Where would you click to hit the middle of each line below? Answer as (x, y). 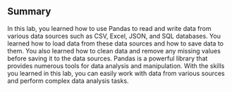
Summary (29, 12)
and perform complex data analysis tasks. (68, 81)
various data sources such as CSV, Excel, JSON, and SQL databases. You (114, 36)
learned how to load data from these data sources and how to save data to (116, 43)
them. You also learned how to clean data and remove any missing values (114, 51)
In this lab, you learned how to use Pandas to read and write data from (109, 28)
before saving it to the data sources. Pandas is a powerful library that (108, 58)
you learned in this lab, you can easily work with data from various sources (116, 73)
